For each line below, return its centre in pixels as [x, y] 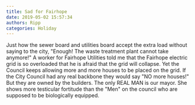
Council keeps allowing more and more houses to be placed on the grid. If [96, 70]
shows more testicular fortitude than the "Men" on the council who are [92, 89]
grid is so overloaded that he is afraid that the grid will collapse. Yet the [93, 64]
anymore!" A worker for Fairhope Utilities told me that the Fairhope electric [97, 58]
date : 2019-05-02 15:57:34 [39, 17]
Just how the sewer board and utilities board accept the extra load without [97, 45]
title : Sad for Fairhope [37, 12]
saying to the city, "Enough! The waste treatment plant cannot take [87, 52]
